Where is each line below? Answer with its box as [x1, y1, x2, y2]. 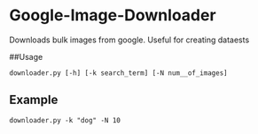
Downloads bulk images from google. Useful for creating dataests [9, 34, 250, 45]
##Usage [9, 51, 43, 62]
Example [9, 93, 59, 108]
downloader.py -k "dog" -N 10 [9, 115, 121, 124]
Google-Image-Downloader [9, 5, 216, 26]
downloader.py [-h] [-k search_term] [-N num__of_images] [9, 68, 228, 78]
